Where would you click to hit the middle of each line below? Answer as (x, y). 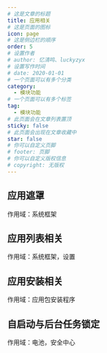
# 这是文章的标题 (29, 14)
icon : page (23, 34)
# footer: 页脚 (29, 152)
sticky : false (28, 126)
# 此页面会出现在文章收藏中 (42, 132)
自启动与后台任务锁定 (53, 324)
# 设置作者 (21, 54)
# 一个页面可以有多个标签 (39, 100)
